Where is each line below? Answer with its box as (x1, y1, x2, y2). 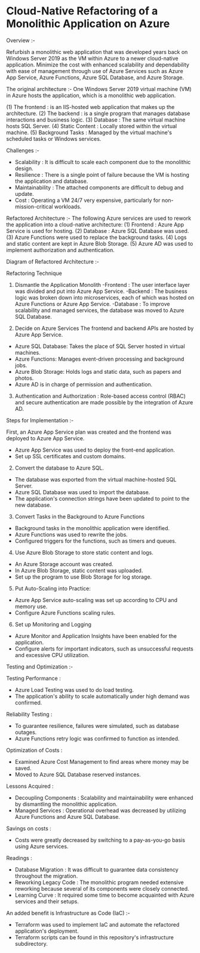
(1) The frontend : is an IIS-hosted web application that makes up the (6, 103, 175, 110)
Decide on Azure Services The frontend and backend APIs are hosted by (14, 325, 194, 332)
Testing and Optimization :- (6, 663, 73, 670)
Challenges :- (6, 147, 40, 154)
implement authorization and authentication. (6, 246, 115, 253)
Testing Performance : (6, 674, 61, 682)
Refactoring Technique (6, 270, 63, 277)
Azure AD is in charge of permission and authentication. (14, 380, 153, 388)
